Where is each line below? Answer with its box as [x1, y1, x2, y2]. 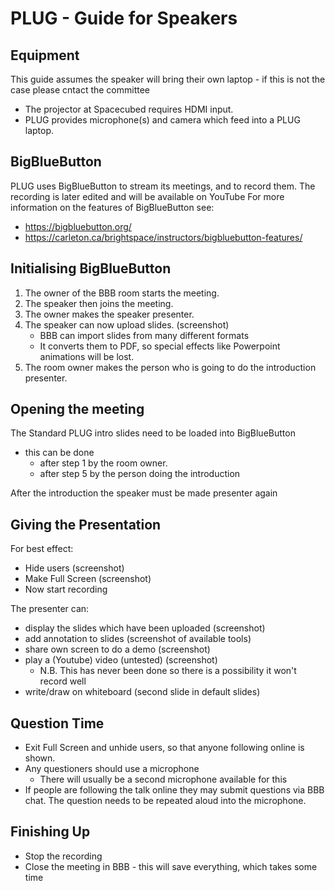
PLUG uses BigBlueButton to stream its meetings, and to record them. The [10, 180, 316, 192]
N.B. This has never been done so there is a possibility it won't [39, 665, 297, 677]
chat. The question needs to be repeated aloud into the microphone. [24, 795, 307, 807]
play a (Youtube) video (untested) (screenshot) [24, 654, 218, 666]
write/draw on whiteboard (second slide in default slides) [24, 686, 261, 698]
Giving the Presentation [10, 516, 162, 533]
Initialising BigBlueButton [10, 260, 172, 277]
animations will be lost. [39, 350, 135, 362]
